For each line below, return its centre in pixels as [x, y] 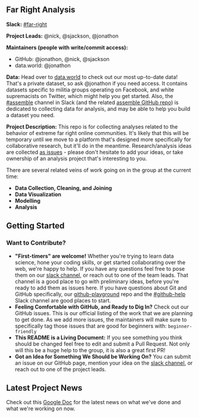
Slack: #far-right [27, 24]
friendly [26, 331]
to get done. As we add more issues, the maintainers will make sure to [101, 319]
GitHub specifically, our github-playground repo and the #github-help [100, 294]
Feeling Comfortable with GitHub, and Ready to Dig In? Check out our [102, 307]
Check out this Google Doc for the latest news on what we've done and [94, 402]
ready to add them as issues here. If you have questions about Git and [101, 288]
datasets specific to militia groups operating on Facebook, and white [90, 90]
